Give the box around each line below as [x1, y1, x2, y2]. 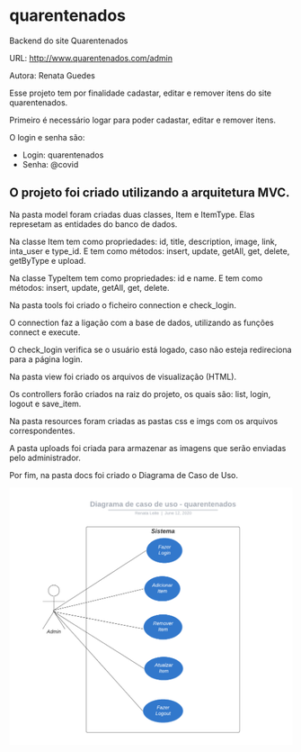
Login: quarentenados [22, 149, 104, 160]
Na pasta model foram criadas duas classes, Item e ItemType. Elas [9, 209, 255, 220]
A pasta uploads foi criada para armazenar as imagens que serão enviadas [9, 442, 287, 453]
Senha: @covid [22, 159, 79, 169]
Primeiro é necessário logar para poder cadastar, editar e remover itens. [9, 114, 277, 125]
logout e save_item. [9, 398, 82, 409]
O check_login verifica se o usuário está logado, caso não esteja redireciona [9, 344, 292, 355]
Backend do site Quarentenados [9, 35, 128, 46]
